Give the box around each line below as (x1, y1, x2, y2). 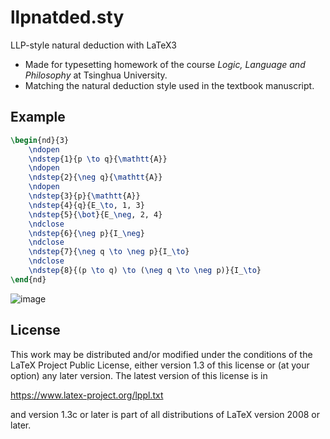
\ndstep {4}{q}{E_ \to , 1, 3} (28, 200, 145, 210)
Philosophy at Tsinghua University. (24, 69, 168, 81)
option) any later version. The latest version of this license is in (10, 369, 268, 381)
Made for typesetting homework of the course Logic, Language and (24, 58, 306, 70)
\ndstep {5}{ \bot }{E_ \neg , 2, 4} (28, 209, 163, 220)
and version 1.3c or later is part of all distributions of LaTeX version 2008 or (10, 408, 320, 420)
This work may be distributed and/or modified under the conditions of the (10, 348, 313, 360)
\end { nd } (10, 274, 47, 285)
